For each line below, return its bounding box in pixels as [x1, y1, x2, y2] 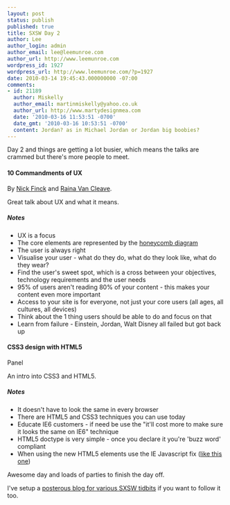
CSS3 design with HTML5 [7, 343, 83, 351]
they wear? [17, 260, 50, 269]
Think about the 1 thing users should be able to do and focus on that [17, 312, 212, 320]
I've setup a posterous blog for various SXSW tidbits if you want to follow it [7, 483, 221, 492]
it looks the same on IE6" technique [17, 427, 119, 436]
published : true [7, 23, 54, 30]
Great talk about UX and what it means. [7, 197, 119, 206]
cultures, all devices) [17, 305, 78, 313]
